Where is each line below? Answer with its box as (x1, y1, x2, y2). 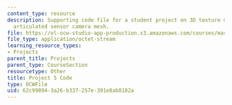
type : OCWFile (7, 81, 48, 88)
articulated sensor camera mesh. (13, 23, 110, 30)
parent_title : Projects (7, 55, 76, 62)
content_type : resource (7, 10, 76, 17)
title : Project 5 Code (7, 74, 72, 82)
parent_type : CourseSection (7, 61, 88, 68)
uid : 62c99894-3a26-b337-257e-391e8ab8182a (7, 87, 135, 94)
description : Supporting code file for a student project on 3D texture (7, 17, 221, 23)
